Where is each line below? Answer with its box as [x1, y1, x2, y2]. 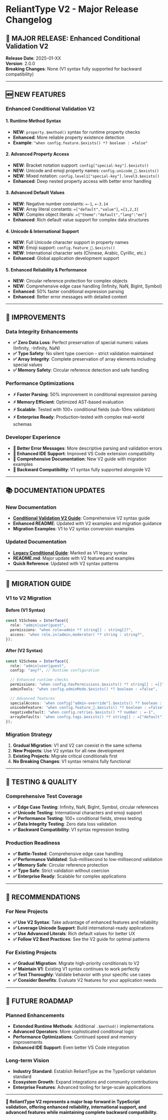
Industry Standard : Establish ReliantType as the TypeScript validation [12, 1068, 157, 1074]
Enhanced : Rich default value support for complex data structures [12, 216, 149, 222]
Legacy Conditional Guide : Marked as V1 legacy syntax [12, 549, 128, 555]
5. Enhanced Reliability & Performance [5, 266, 87, 272]
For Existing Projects [5, 949, 57, 956]
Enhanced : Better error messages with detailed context [12, 294, 127, 300]
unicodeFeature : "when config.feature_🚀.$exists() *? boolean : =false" [10, 705, 165, 710]
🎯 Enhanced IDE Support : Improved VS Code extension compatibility [12, 450, 155, 456]
